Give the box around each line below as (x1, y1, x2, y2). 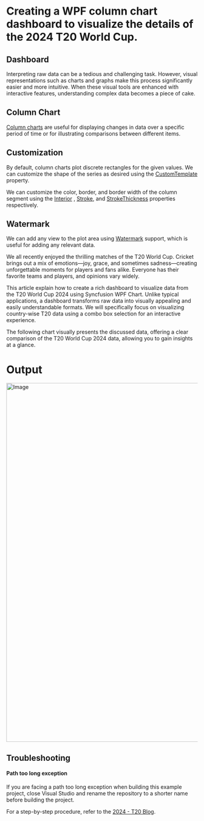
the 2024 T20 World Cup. (6, 30, 138, 44)
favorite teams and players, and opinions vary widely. (6, 272, 140, 280)
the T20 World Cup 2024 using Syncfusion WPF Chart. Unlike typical (6, 290, 179, 298)
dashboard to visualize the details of (6, 17, 194, 31)
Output (6, 363, 42, 376)
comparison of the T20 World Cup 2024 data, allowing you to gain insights (6, 335, 193, 342)
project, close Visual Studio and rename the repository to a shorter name (6, 789, 188, 797)
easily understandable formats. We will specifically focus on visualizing (6, 304, 185, 311)
